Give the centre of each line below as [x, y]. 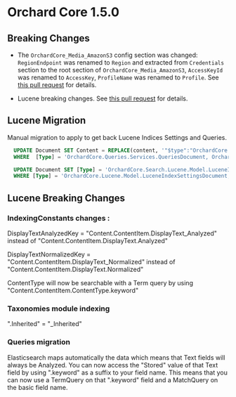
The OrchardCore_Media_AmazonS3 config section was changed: [107, 55]
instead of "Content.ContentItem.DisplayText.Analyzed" [88, 241]
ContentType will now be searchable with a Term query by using [100, 283]
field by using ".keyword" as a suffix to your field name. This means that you [118, 372]
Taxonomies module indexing [59, 308]
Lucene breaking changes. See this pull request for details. [103, 98]
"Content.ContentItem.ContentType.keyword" [73, 290]
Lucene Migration [47, 121]
